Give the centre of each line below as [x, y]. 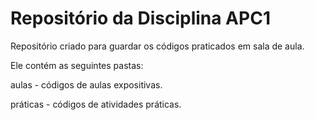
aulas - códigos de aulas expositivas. [86, 84]
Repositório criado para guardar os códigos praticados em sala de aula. [157, 46]
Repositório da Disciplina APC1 [140, 18]
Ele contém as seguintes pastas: [77, 65]
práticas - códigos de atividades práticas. [96, 104]
